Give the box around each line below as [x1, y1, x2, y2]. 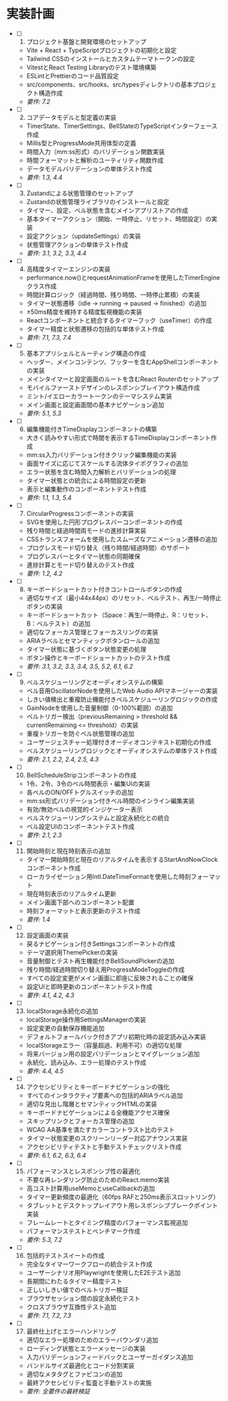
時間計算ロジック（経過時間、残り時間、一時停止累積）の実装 [26, 290, 201, 299]
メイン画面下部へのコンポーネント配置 [26, 898, 134, 906]
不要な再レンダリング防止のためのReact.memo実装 [26, 1176, 170, 1184]
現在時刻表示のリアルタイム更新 [26, 889, 117, 897]
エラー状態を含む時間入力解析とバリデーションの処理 [26, 467, 177, 476]
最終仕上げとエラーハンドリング [26, 1327, 117, 1335]
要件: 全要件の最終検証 [26, 1387, 90, 1395]
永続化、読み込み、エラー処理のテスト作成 [26, 1058, 147, 1066]
